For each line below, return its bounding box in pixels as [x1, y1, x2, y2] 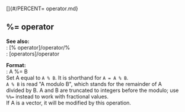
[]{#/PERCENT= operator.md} [6, 5, 78, 12]
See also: [6, 38, 30, 45]
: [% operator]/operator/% [6, 44, 70, 51]
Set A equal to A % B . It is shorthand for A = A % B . [6, 74, 129, 81]
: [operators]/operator [6, 50, 60, 57]
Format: [6, 61, 26, 68]
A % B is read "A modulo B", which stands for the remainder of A [6, 80, 162, 87]
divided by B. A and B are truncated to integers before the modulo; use [6, 87, 179, 94]
